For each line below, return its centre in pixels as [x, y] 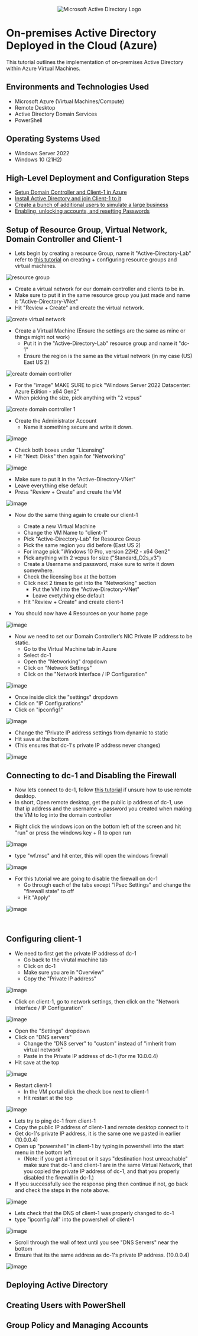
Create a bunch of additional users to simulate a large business [91, 205]
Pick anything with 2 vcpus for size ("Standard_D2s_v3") [92, 558]
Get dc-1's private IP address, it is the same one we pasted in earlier [98, 1133]
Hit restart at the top [48, 1098]
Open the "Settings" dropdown [52, 1031]
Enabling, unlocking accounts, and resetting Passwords [82, 211]
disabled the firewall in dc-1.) [59, 1177]
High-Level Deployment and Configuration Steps [98, 178]
